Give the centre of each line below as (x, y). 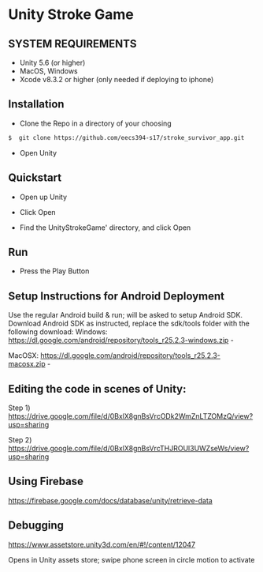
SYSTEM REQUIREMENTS (72, 44)
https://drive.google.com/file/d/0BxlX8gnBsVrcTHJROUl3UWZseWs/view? (129, 448)
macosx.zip (27, 364)
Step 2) (20, 439)
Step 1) (19, 408)
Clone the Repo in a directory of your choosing (95, 123)
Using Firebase (46, 482)
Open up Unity (43, 197)
